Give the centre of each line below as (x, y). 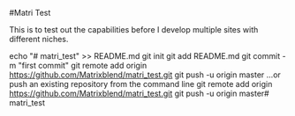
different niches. (39, 39)
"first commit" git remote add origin (83, 65)
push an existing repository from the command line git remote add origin (141, 84)
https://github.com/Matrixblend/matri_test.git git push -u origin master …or (145, 75)
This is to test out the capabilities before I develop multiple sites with (134, 29)
